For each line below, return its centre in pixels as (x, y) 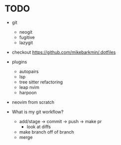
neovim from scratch (33, 102)
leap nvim (29, 87)
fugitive (27, 37)
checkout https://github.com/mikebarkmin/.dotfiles (64, 52)
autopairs (29, 71)
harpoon (28, 92)
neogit (26, 32)
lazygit (26, 42)
